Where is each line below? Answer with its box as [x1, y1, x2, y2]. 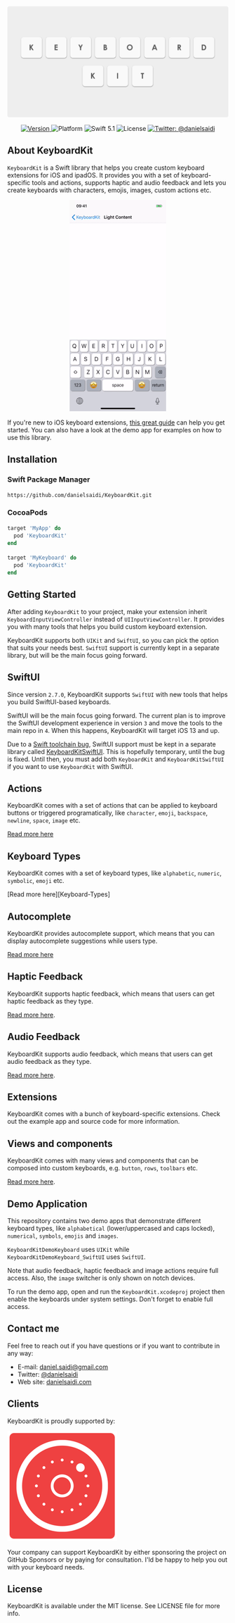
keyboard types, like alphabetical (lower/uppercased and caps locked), [7, 1224, 215, 1233]
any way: [7, 1348, 34, 1358]
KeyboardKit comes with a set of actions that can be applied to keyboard [7, 801, 217, 810]
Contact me [7, 1323, 60, 1335]
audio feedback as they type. [7, 1057, 92, 1065]
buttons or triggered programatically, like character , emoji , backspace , [7, 809, 208, 817]
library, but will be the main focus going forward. [7, 651, 147, 659]
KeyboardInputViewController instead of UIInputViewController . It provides [7, 615, 224, 623]
